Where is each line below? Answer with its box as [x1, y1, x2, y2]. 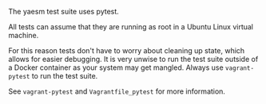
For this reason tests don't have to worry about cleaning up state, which [8, 46, 245, 55]
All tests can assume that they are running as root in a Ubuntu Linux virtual [8, 22, 254, 31]
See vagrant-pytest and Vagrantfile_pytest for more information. [8, 87, 226, 96]
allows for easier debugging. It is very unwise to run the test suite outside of [8, 55, 259, 64]
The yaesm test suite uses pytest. [8, 7, 120, 16]
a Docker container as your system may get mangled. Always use [8, 63, 224, 72]
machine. [8, 31, 39, 40]
